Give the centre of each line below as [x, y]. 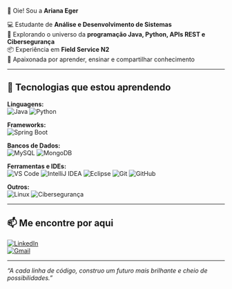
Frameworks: [27, 125]
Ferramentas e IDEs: [37, 166]
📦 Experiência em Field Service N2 [58, 49]
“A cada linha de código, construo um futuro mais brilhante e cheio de [107, 270]
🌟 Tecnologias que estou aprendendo [89, 87]
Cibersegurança [31, 42]
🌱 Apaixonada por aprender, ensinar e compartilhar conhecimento [101, 59]
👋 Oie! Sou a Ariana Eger [43, 11]
